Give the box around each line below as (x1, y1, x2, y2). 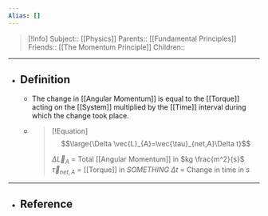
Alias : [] (8, 11, 41, 20)
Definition (19, 73, 70, 86)
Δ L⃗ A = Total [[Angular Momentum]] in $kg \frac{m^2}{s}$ (51, 154, 245, 166)
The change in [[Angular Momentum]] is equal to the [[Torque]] (31, 94, 240, 104)
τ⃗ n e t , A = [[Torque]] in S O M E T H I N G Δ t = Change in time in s (51, 165, 250, 177)
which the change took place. (31, 111, 129, 121)
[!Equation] (51, 126, 89, 136)
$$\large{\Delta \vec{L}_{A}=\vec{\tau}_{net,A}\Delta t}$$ (61, 139, 251, 149)
